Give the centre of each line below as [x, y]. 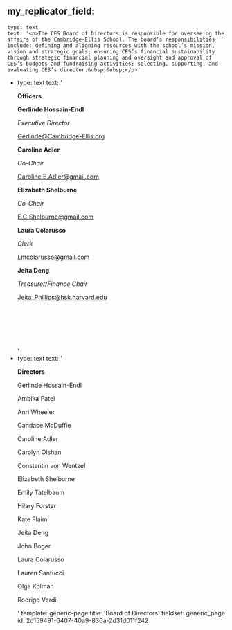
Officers [29, 96]
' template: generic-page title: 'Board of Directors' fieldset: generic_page [121, 613]
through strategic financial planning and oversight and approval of [110, 57]
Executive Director [44, 123]
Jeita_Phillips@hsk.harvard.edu [62, 297]
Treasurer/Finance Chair [52, 284]
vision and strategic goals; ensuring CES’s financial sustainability [111, 51]
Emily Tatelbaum [41, 492]
